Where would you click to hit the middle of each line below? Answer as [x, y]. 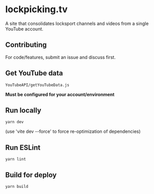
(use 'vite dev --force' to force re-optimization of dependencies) [73, 131]
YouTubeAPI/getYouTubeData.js [37, 85]
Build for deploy [31, 175]
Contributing [26, 45]
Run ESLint [23, 147]
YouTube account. [24, 29]
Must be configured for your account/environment [60, 94]
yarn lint [16, 159]
